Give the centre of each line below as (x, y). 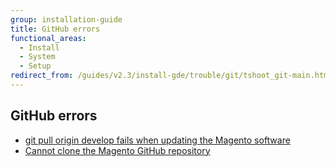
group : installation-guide (66, 19)
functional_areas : (48, 38)
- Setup (35, 66)
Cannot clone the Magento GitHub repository (117, 150)
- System (37, 57)
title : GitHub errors (55, 29)
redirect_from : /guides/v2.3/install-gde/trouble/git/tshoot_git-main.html (171, 76)
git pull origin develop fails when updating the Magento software (157, 140)
